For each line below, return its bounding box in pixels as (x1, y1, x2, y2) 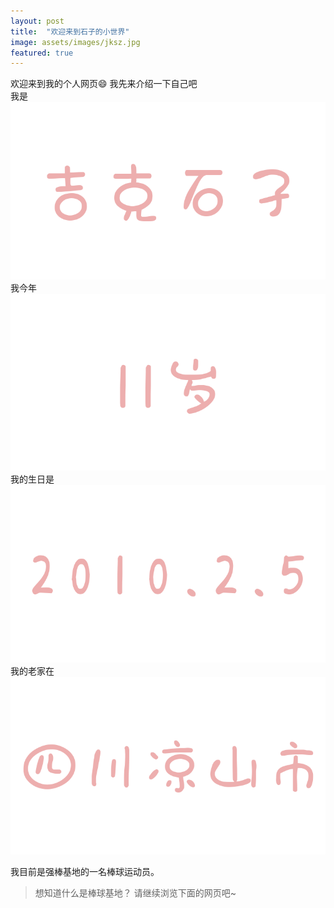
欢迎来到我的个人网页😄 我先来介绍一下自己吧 (10, 78, 198, 90)
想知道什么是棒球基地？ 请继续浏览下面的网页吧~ (34, 886, 237, 899)
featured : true (10, 48, 74, 58)
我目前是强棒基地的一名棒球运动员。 (10, 865, 160, 877)
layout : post (10, 16, 65, 26)
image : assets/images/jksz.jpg (10, 37, 141, 47)
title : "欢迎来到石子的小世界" (10, 26, 130, 37)
